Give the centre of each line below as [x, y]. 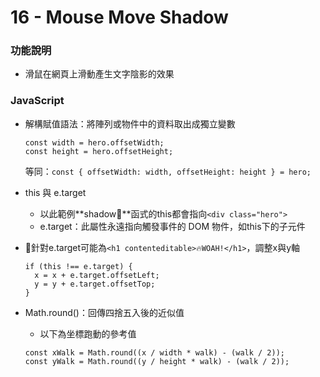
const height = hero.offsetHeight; [99, 151]
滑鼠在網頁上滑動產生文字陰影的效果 [99, 74]
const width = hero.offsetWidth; [94, 142]
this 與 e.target [55, 192]
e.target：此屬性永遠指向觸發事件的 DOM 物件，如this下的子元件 [172, 226]
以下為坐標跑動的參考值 [88, 333]
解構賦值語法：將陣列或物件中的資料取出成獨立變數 [130, 123]
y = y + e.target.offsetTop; [95, 284]
